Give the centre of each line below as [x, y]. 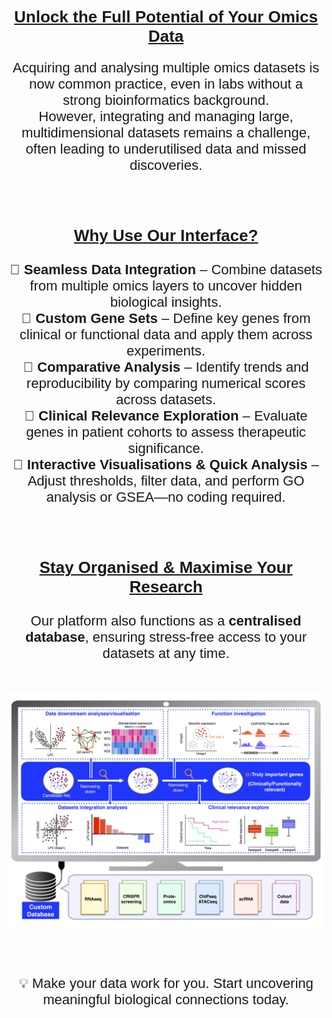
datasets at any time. [166, 653]
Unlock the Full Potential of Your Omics [166, 17]
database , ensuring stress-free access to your [166, 636]
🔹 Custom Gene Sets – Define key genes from [166, 318]
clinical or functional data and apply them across [166, 334]
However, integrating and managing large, [166, 116]
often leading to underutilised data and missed [166, 149]
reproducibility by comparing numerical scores [166, 383]
